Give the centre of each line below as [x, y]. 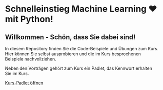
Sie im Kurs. [17, 73]
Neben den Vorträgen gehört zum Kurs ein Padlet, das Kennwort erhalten [79, 68]
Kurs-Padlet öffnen [24, 83]
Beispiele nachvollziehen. [31, 59]
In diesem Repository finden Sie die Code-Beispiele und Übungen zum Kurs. [82, 49]
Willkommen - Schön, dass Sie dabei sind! [70, 37]
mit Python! [29, 19]
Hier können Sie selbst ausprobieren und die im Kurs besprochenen [73, 54]
